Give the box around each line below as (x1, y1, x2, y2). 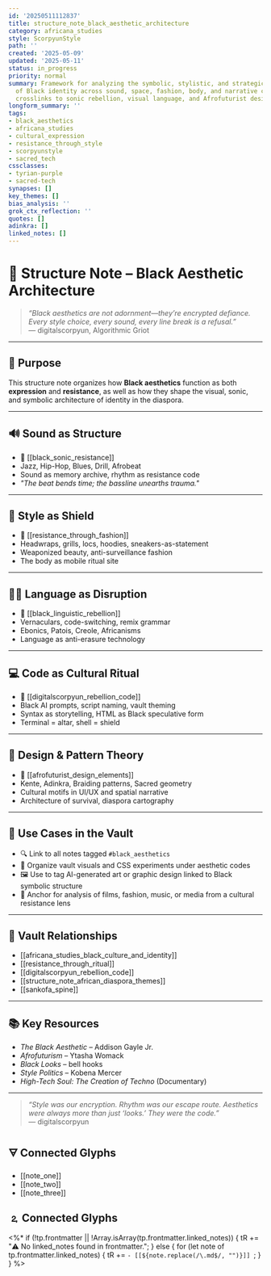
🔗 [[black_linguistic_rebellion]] (19, 609, 121, 619)
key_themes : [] (8, 191, 60, 200)
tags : (8, 110, 27, 118)
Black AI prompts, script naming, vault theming (19, 700, 176, 710)
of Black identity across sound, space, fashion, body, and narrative (15, 86, 258, 95)
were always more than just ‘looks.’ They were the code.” (27, 1108, 219, 1119)
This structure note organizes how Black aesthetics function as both (8, 377, 237, 388)
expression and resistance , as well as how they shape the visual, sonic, (8, 386, 248, 396)
